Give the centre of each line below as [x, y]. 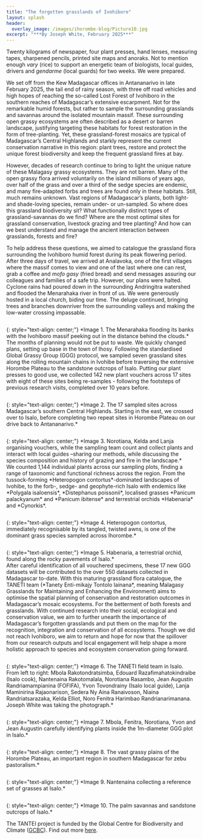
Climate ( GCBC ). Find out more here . [52, 830]
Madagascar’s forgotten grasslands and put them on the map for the [92, 624]
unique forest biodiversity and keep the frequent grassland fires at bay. [95, 154]
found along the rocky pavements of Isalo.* [60, 559]
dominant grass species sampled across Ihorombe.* [72, 536]
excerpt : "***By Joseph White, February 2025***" [70, 35]
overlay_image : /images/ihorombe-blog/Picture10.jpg [80, 29]
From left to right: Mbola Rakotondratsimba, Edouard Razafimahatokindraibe [101, 673]
